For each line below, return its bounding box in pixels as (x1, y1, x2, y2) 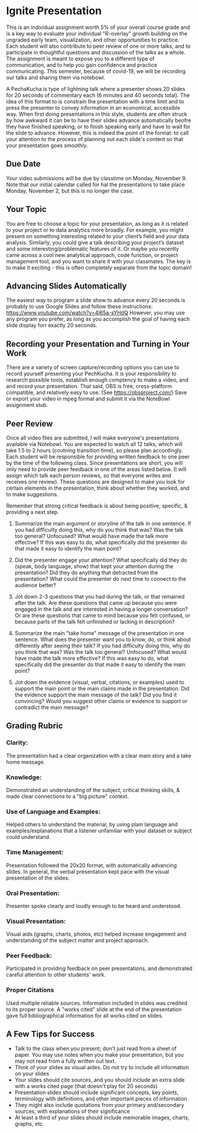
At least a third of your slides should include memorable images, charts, (14, 1114, 190, 1121)
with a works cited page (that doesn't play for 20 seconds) (14, 1082, 158, 1089)
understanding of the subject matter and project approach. (6, 937, 150, 944)
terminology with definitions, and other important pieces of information (14, 1095, 187, 1102)
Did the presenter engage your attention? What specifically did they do (14, 556, 187, 564)
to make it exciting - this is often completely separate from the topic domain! (6, 264, 192, 271)
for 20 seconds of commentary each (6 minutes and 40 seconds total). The (6, 92, 190, 99)
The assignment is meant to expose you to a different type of (6, 55, 155, 62)
